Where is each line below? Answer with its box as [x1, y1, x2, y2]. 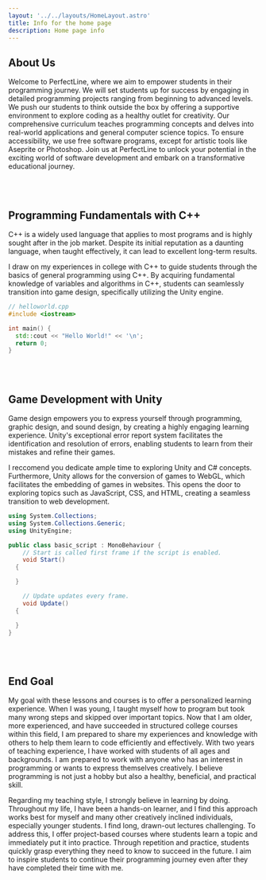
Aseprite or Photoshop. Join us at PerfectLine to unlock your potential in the [8, 145, 256, 154]
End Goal [8, 674, 54, 688]
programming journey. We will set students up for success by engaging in [8, 85, 249, 95]
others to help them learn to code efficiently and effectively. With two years [8, 738, 255, 748]
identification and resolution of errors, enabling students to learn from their [8, 439, 253, 449]
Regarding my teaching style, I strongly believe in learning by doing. [8, 796, 230, 805]
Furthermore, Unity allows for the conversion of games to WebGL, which [8, 471, 245, 481]
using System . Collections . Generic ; [8, 519, 126, 528]
